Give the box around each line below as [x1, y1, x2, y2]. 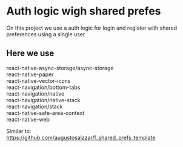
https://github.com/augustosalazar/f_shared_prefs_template [6, 134, 156, 141]
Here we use [6, 48, 55, 59]
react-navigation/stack [6, 103, 63, 110]
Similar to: [6, 127, 32, 134]
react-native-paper [6, 71, 54, 78]
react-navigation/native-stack [6, 96, 81, 103]
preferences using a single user [6, 30, 85, 38]
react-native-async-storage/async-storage [6, 64, 114, 71]
